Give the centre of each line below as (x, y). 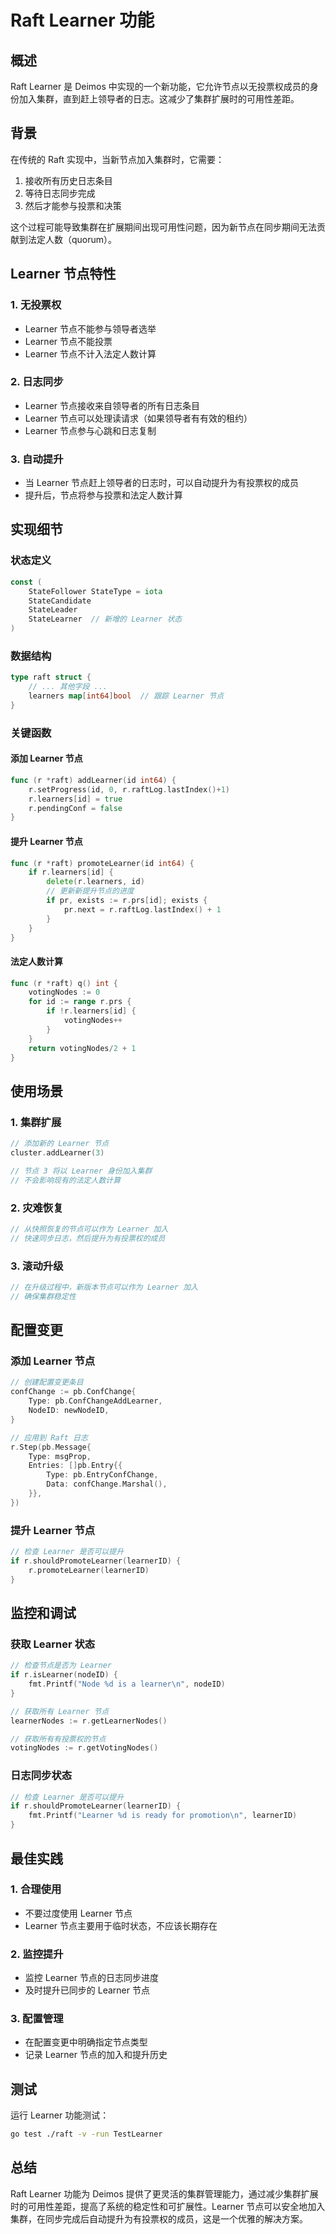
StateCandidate (60, 601)
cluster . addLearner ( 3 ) (57, 1153)
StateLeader (53, 610)
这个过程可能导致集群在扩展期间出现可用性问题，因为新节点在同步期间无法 (163, 227)
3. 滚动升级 (37, 1266)
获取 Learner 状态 (53, 1644)
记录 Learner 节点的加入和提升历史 (96, 2055)
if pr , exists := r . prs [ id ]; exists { (127, 901)
